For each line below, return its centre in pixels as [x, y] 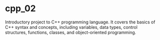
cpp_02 [20, 9]
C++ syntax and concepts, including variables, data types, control [71, 27]
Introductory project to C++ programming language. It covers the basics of [80, 22]
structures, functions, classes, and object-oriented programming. [71, 32]
